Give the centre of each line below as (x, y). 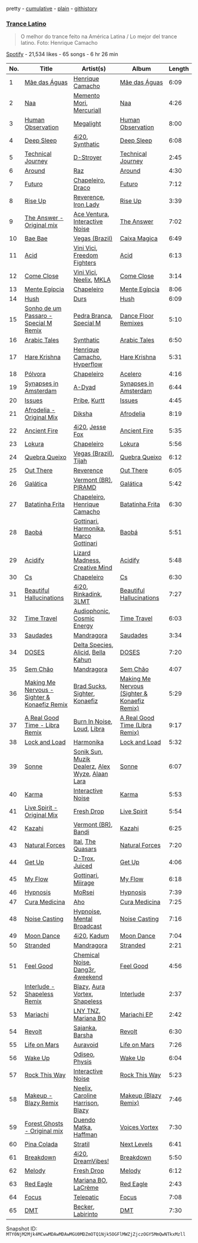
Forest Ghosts (44, 1123)
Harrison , (86, 1103)
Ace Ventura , (91, 214)
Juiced (83, 866)
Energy (83, 626)
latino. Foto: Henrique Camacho (59, 43)
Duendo (84, 1120)
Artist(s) (94, 69)
